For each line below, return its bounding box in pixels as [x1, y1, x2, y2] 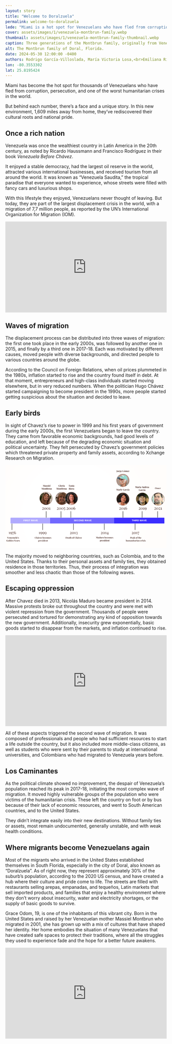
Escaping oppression [5, 584, 74, 593]
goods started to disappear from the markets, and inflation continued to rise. [5, 625, 167, 631]
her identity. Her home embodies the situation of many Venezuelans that [5, 926, 158, 932]
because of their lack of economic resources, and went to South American [5, 802, 162, 808]
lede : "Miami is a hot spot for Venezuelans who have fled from [5, 25, 145, 30]
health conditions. [5, 828, 44, 834]
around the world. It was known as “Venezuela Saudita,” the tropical [5, 174, 148, 180]
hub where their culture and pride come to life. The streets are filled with [5, 879, 158, 885]
